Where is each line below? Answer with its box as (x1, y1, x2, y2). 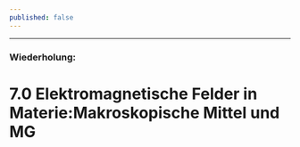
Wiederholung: (9, 51, 76, 63)
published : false (9, 12, 74, 22)
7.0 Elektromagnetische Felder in (9, 84, 258, 103)
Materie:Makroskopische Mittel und (9, 102, 280, 123)
